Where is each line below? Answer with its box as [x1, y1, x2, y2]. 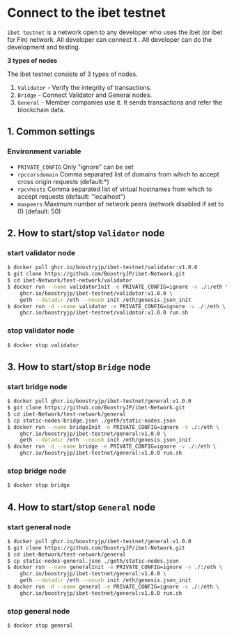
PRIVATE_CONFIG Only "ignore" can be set [17, 162, 134, 171]
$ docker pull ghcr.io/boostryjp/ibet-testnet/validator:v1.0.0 [7, 264, 198, 271]
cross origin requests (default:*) [17, 177, 109, 185]
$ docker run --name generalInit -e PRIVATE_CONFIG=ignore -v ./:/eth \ [7, 563, 223, 571]
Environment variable [7, 146, 81, 156]
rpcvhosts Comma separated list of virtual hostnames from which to [17, 185, 212, 193]
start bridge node [7, 381, 68, 391]
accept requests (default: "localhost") [17, 192, 126, 200]
